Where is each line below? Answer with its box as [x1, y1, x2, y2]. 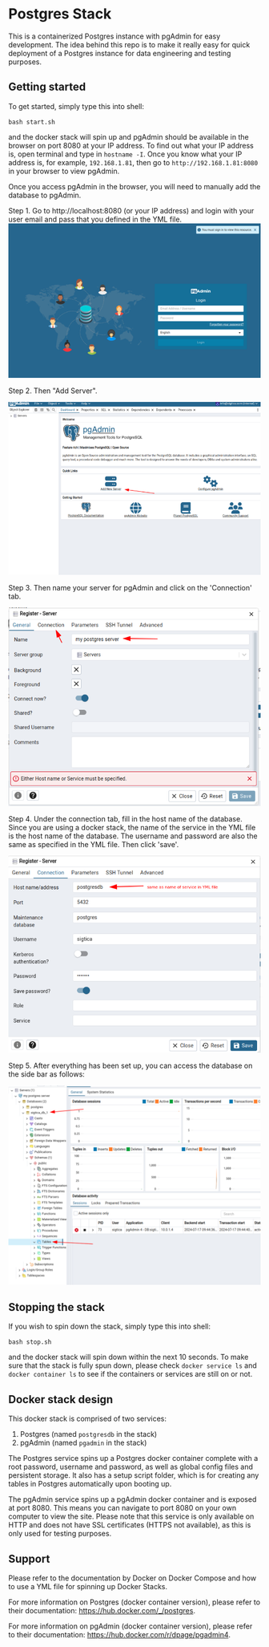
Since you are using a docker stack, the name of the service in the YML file [8, 823, 256, 833]
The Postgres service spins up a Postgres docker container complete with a [8, 1454, 259, 1463]
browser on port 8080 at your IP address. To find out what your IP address [8, 140, 254, 150]
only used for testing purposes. [8, 1529, 112, 1539]
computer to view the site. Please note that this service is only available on [8, 1511, 255, 1521]
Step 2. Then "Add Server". [8, 386, 98, 396]
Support [8, 1552, 50, 1565]
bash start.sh [8, 118, 56, 126]
